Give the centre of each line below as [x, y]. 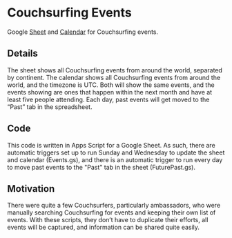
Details [22, 53]
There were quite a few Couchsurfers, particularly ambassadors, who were [114, 206]
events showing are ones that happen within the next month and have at [110, 92]
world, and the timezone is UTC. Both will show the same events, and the [111, 85]
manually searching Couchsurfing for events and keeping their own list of [112, 212]
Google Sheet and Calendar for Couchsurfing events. [83, 32]
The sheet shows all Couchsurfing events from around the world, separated [115, 70]
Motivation [31, 189]
